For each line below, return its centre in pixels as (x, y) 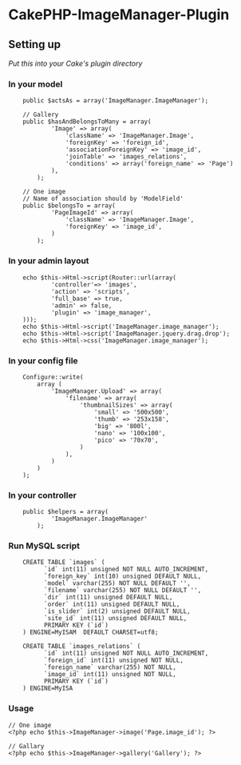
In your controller (43, 495)
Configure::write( (53, 377)
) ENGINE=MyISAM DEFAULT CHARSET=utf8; (91, 633)
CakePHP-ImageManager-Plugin (119, 15)
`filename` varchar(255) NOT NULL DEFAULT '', (122, 591)
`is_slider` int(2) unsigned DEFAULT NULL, (117, 611)
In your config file (43, 360)
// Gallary (26, 746)
